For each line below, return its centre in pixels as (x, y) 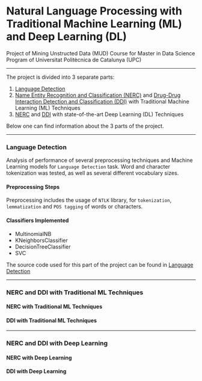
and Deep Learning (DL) (67, 37)
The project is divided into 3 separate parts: (60, 77)
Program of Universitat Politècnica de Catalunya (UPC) (74, 60)
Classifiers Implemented (38, 220)
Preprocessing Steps (33, 187)
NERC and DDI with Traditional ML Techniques (75, 292)
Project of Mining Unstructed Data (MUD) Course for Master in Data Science (101, 53)
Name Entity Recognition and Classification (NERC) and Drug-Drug (98, 95)
